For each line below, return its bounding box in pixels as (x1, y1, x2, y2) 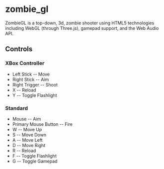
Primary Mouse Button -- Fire (12, 121, 73, 127)
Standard (5, 104, 28, 111)
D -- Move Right (12, 142, 46, 148)
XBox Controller (5, 60, 45, 67)
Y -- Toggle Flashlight (12, 92, 57, 98)
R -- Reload (12, 148, 36, 154)
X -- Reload (12, 87, 36, 93)
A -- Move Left (12, 137, 43, 143)
